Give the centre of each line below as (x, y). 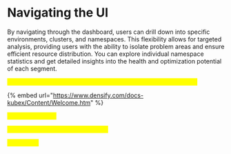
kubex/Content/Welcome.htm (49, 102)
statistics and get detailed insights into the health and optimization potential (114, 61)
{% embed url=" (30, 95)
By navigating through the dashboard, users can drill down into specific (109, 32)
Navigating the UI (58, 13)
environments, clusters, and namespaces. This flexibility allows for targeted (114, 39)
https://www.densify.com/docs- (98, 95)
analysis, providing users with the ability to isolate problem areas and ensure (116, 46)
